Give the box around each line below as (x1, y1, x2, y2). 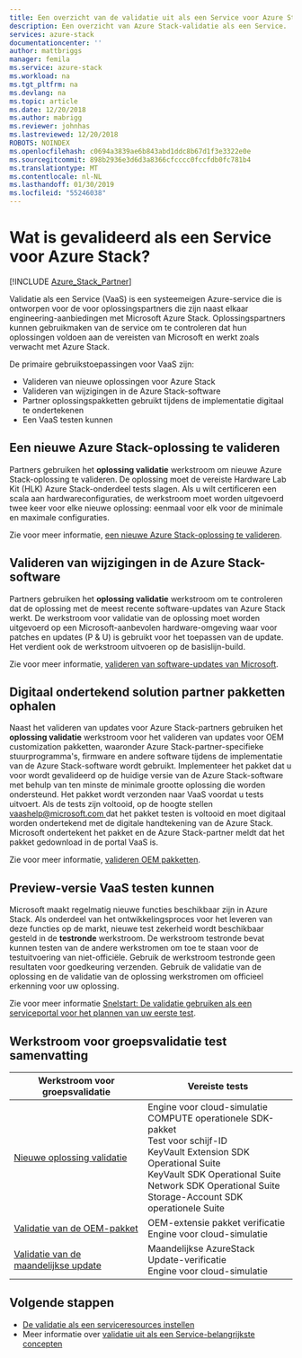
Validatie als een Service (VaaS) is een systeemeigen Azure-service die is (9, 293, 282, 304)
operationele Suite (147, 1202, 225, 1214)
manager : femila (9, 55, 70, 64)
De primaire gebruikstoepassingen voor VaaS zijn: (9, 359, 195, 369)
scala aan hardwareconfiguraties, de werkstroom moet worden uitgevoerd (9, 493, 284, 503)
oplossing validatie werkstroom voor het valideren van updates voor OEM (9, 732, 285, 742)
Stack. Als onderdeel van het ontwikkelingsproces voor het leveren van (9, 914, 272, 925)
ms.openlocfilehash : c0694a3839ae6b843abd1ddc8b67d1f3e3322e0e (9, 146, 252, 155)
